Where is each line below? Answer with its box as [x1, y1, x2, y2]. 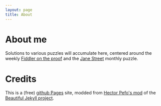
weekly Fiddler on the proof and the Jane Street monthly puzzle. [5, 56, 138, 62]
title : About [5, 12, 33, 17]
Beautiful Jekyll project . [5, 95, 54, 101]
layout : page [5, 7, 33, 13]
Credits [5, 73, 37, 84]
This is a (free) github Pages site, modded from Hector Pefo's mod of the [5, 90, 156, 96]
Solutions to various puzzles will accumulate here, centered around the [5, 50, 152, 56]
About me [5, 34, 47, 45]
